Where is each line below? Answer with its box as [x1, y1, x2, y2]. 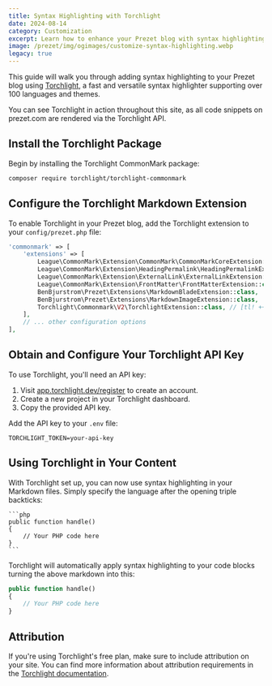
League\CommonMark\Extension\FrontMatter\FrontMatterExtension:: [37, 280, 263, 288]
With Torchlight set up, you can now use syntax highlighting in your [8, 477, 233, 487]
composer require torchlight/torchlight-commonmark [8, 174, 186, 183]
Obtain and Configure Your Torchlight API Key [8, 348, 244, 362]
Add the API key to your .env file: [8, 418, 119, 428]
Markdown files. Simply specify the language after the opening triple [8, 486, 237, 496]
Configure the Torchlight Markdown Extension [8, 196, 247, 211]
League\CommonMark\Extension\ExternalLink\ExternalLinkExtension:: [37, 273, 270, 281]
